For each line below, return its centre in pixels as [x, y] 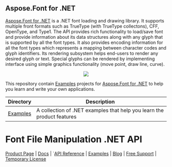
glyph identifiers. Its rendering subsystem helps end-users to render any [82, 53]
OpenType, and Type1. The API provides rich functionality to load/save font [84, 31]
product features [56, 116]
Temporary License [26, 159]
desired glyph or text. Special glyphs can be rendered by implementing [80, 59]
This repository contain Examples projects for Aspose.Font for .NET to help [84, 83]
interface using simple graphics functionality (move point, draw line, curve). [85, 64]
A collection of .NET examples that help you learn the [100, 110]
